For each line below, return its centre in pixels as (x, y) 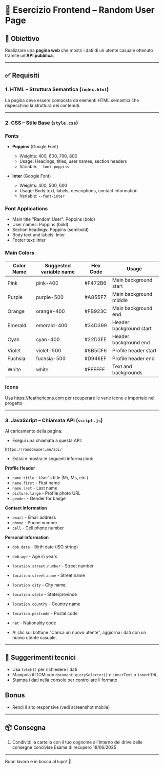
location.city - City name (39, 585)
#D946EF (96, 359)
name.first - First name (36, 483)
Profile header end (133, 359)
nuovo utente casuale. (34, 638)
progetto (14, 403)
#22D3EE (96, 339)
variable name (58, 272)
